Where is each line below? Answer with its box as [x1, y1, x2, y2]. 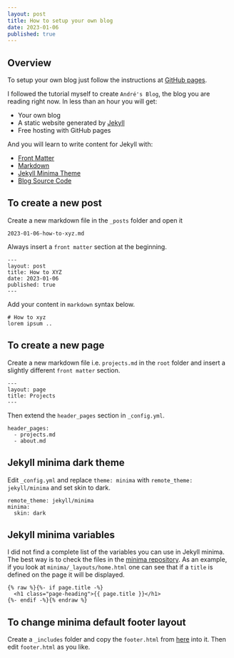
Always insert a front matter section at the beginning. [7, 242, 168, 250]
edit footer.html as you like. [7, 643, 91, 652]
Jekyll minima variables [7, 529, 116, 541]
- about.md [14, 437, 46, 445]
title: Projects [7, 392, 56, 400]
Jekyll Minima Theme [17, 169, 81, 178]
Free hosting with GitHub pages [17, 126, 111, 135]
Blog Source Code [17, 176, 72, 186]
